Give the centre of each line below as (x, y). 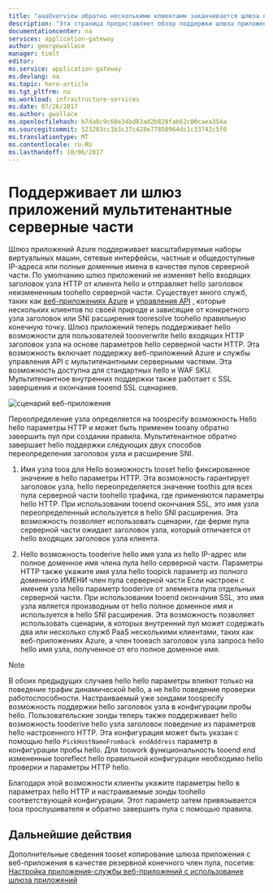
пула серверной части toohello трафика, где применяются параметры (142, 495)
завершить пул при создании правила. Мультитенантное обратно (123, 437)
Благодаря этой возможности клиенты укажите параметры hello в (124, 783)
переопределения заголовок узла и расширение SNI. (101, 454)
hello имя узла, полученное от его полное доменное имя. (120, 649)
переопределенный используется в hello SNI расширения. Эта (129, 512)
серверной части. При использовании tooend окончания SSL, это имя (142, 598)
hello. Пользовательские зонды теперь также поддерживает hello (123, 716)
